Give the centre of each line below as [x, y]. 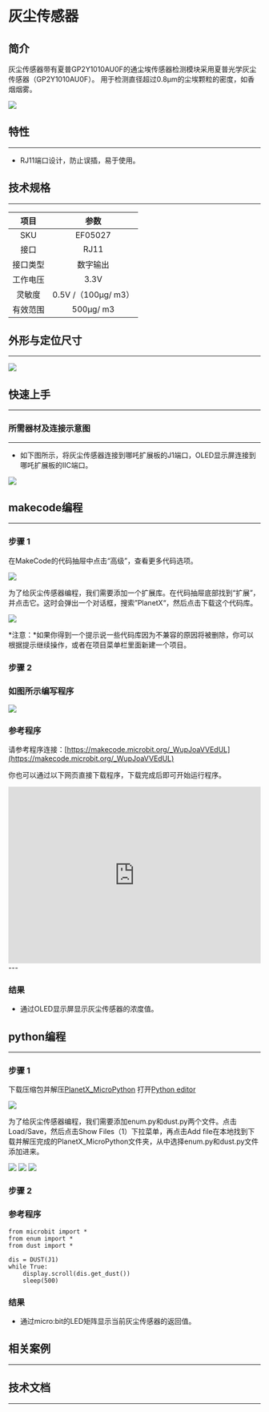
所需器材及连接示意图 [49, 428]
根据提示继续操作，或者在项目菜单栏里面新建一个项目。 [99, 645]
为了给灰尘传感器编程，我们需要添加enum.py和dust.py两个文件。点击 [123, 1121]
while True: [28, 1266]
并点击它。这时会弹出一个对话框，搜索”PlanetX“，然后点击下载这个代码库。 [133, 602]
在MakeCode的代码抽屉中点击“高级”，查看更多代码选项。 [103, 561]
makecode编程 [46, 507]
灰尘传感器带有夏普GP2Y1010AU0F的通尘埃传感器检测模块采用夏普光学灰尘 [132, 69]
